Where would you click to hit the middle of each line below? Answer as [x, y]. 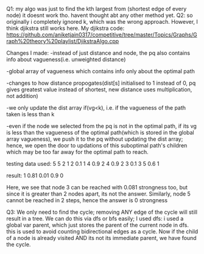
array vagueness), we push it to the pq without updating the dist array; [95, 139]
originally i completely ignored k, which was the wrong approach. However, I [102, 22]
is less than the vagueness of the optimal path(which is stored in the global [100, 132]
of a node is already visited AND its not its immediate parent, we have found [101, 238]
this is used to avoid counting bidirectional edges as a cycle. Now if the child [102, 231]
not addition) [22, 96]
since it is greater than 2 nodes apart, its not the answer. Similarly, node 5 [98, 194]
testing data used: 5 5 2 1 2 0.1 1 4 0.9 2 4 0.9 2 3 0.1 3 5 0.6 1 [83, 164]
